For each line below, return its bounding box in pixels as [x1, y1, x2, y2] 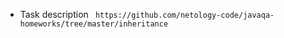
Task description [19, 9, 89, 20]
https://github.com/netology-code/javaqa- [94, 10, 275, 20]
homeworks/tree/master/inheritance [19, 19, 169, 29]
